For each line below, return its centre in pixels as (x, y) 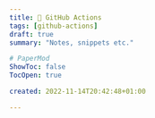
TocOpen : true (36, 76)
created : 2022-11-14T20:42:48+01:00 (77, 91)
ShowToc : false (38, 67)
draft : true (31, 34)
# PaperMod (30, 59)
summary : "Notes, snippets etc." (72, 42)
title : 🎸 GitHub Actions (56, 17)
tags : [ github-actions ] (54, 26)
